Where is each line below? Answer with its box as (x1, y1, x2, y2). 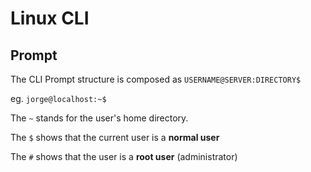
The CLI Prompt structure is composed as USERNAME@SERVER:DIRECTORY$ (10, 73, 302, 85)
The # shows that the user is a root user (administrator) (10, 151, 238, 162)
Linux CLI (10, 7, 90, 30)
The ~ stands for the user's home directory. (10, 112, 189, 124)
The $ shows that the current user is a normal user (10, 132, 220, 143)
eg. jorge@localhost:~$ (10, 93, 107, 104)
